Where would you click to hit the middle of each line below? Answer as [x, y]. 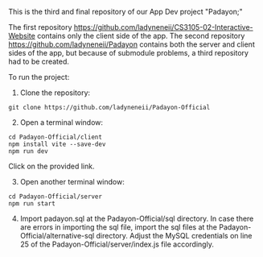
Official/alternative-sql [57, 236]
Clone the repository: [55, 93]
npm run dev [28, 151]
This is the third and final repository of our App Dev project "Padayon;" [125, 12]
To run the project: [39, 77]
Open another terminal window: [72, 182]
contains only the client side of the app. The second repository [141, 36]
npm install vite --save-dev [57, 144]
